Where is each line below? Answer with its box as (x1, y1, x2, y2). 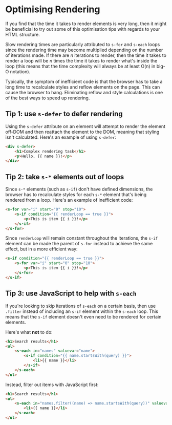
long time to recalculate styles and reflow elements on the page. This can (5, 83, 160, 90)
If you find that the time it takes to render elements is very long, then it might (5, 20, 167, 27)
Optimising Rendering (5, 4, 100, 15)
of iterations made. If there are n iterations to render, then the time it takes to (5, 52, 166, 58)
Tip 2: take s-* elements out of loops (5, 173, 124, 181)
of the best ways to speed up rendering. (5, 95, 90, 101)
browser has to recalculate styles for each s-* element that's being (5, 192, 147, 198)
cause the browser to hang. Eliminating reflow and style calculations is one (5, 89, 163, 95)
